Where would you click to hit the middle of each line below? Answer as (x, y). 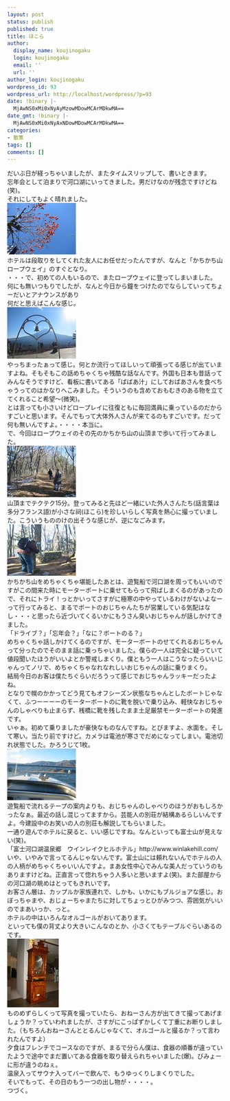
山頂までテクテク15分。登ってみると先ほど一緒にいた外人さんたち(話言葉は (113, 503)
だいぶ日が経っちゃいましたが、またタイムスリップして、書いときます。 (109, 173)
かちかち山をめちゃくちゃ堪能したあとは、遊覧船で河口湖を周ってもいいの (112, 582)
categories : (24, 130)
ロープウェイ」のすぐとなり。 (49, 269)
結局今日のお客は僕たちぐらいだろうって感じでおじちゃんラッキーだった (109, 676)
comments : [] (26, 152)
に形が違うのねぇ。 (34, 1065)
